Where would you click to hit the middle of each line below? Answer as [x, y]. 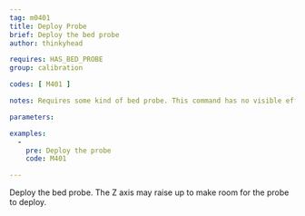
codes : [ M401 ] [40, 84]
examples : [28, 133]
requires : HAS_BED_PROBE [56, 60]
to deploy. [28, 202]
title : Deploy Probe [49, 26]
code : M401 [46, 159]
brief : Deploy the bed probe [64, 34]
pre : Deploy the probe [69, 151]
